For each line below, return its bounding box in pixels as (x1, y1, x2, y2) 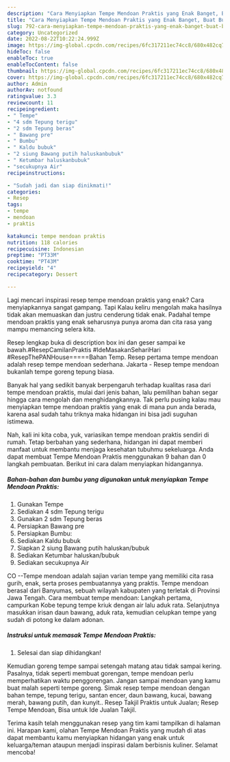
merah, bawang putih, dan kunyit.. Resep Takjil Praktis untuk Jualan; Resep (7, 698, 219, 706)
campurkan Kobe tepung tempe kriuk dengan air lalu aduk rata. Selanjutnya (7, 601, 220, 609)
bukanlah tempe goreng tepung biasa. (7, 367, 115, 376)
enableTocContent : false (7, 61, 78, 68)
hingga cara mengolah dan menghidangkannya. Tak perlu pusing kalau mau (7, 395, 221, 404)
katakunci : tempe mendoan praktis (7, 233, 106, 240)
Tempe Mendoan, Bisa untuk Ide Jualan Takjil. (7, 705, 137, 714)
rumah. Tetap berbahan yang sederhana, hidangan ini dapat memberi (7, 437, 203, 446)
